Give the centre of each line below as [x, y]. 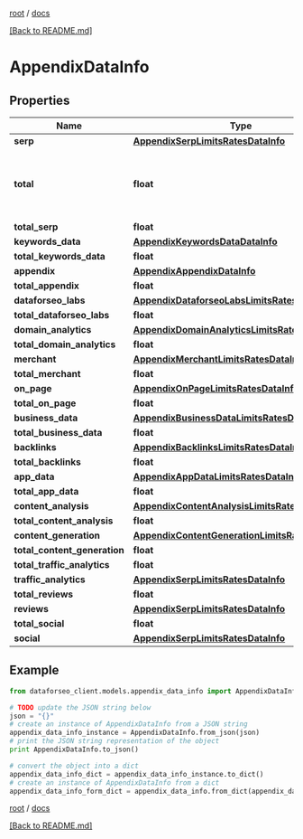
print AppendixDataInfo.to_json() [74, 749]
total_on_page [45, 403]
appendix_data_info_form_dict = [70, 791]
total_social [39, 623]
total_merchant [47, 374]
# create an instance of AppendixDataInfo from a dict [115, 782]
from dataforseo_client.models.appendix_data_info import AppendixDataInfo [155, 691]
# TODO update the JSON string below [80, 707]
